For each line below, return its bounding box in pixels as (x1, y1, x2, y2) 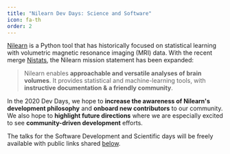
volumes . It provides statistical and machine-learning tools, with (23, 77, 206, 85)
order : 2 (7, 23, 32, 29)
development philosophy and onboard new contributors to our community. (7, 104, 223, 113)
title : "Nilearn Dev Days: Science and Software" (7, 10, 152, 17)
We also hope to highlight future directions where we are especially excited (7, 112, 223, 120)
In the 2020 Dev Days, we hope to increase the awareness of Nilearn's (7, 97, 211, 105)
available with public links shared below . (7, 140, 121, 148)
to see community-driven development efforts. (7, 119, 143, 127)
